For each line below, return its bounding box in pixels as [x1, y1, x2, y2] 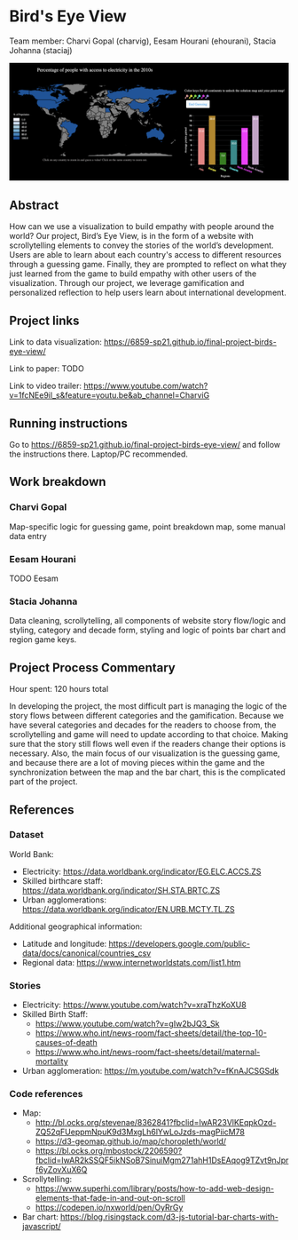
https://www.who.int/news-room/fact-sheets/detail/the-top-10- [35, 1028, 268, 1038]
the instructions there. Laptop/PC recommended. [9, 449, 189, 459]
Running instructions [9, 416, 129, 431]
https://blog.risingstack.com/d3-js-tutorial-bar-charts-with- [60, 1212, 279, 1222]
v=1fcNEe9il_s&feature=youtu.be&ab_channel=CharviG [9, 390, 210, 401]
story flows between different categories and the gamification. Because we [9, 711, 284, 721]
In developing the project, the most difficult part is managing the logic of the [9, 701, 287, 711]
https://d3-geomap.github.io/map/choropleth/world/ [35, 1136, 227, 1147]
